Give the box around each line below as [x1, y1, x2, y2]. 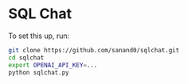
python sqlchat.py [8, 68, 69, 76]
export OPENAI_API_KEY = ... [8, 61, 98, 69]
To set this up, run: [8, 31, 70, 40]
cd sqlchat [8, 53, 45, 62]
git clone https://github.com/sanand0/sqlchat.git [8, 46, 180, 54]
